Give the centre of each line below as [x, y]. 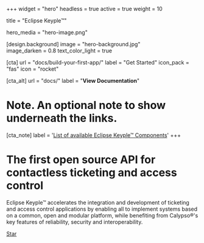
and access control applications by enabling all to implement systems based [102, 209]
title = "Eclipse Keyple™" [37, 20]
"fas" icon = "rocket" [33, 69]
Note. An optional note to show [86, 105]
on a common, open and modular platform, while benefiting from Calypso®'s [102, 215]
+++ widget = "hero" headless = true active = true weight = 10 [84, 9]
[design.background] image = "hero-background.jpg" [73, 44]
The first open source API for [81, 160]
